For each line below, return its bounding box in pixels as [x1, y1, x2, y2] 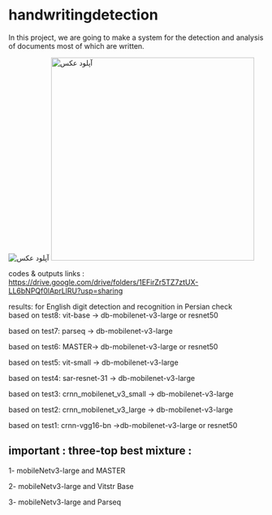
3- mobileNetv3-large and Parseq [8, 497, 122, 507]
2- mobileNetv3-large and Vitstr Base [8, 481, 134, 491]
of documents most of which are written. [8, 41, 145, 50]
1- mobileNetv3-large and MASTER [8, 465, 126, 475]
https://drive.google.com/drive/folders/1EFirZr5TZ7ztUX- [8, 277, 199, 287]
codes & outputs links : [8, 268, 85, 278]
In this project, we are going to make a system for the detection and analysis [8, 32, 264, 42]
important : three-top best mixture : [8, 444, 192, 458]
